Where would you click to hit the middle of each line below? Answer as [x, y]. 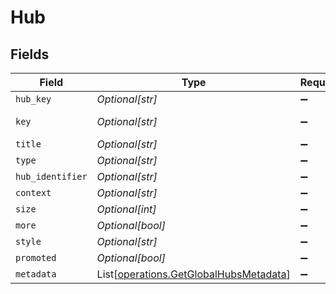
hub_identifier [51, 176]
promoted [36, 257]
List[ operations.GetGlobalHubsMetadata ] [193, 274]
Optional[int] [126, 209]
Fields [30, 54]
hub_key [33, 99]
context [33, 192]
